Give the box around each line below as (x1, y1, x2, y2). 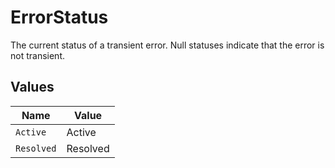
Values (10, 79, 55, 96)
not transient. (10, 49, 65, 61)
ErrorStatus (10, 6, 109, 29)
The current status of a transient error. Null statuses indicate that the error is (10, 39, 325, 51)
